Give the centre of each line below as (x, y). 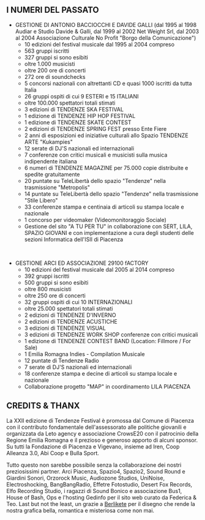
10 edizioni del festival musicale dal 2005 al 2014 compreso (99, 269)
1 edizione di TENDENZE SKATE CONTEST (78, 122)
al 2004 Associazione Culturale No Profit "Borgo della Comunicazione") (106, 38)
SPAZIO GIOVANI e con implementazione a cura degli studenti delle (109, 232)
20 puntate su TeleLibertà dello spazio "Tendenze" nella (95, 180)
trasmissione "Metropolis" (57, 187)
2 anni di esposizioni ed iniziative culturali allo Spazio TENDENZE (106, 135)
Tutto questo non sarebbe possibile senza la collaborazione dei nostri (94, 465)
